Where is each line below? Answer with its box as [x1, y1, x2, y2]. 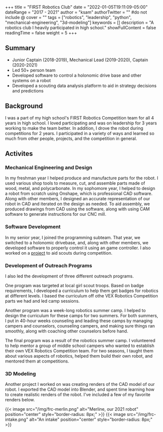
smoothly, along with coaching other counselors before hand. [5, 328, 128, 334]
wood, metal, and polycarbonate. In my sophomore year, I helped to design [5, 186, 156, 191]
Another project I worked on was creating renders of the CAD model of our [5, 381, 155, 387]
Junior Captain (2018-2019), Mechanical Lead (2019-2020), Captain [12, 57, 148, 63]
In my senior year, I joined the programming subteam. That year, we [5, 234, 141, 240]
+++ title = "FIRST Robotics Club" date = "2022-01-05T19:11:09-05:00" [5, 4, 148, 10]
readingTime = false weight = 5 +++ [5, 30, 77, 35]
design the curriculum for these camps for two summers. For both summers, [5, 312, 158, 318]
